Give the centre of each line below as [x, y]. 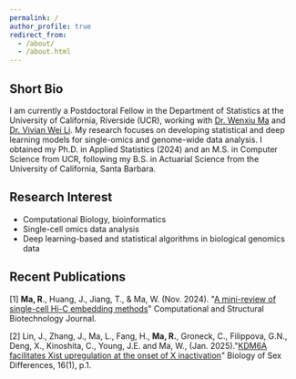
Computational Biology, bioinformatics [94, 219]
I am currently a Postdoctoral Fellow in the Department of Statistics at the [147, 110]
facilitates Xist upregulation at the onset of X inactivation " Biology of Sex [146, 355]
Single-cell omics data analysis [81, 229]
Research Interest [61, 197]
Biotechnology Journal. [53, 318]
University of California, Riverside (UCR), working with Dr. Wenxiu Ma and [148, 120]
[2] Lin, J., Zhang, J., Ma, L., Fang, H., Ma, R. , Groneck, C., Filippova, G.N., [148, 336]
